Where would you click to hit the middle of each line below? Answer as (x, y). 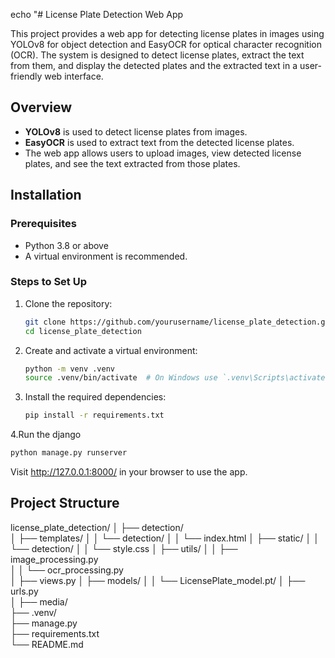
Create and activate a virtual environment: (111, 350)
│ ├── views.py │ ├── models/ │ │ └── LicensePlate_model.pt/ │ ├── (158, 580)
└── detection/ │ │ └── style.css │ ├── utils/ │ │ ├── (124, 548)
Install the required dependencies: (95, 397)
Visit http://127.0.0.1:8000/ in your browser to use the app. (129, 472)
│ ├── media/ (39, 601)
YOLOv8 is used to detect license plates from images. (136, 131)
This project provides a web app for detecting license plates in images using (167, 33)
